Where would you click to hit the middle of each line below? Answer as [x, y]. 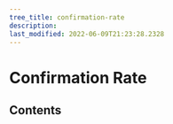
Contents [35, 110]
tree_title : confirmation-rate [67, 17]
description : [33, 26]
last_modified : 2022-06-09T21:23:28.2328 [87, 34]
